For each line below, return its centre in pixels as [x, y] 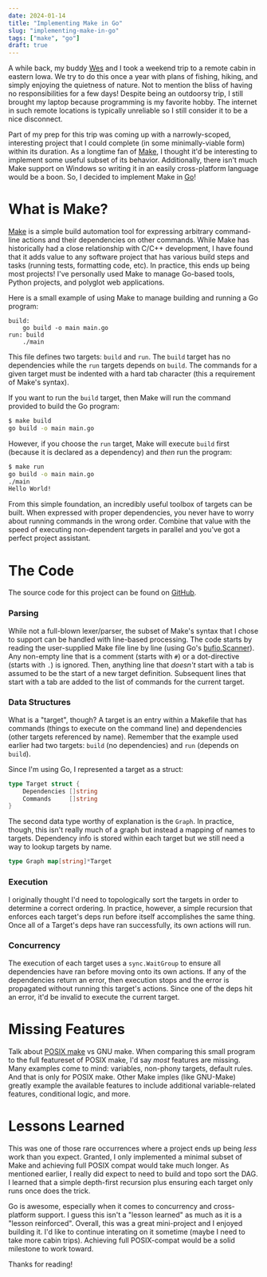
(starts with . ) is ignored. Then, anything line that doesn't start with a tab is [131, 665]
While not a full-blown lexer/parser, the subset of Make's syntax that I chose [133, 631]
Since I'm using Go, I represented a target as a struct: [96, 769]
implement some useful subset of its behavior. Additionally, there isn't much [133, 160]
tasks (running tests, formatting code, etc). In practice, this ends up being [129, 265]
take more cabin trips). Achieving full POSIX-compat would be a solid [122, 1240]
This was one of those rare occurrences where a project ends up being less [133, 1148]
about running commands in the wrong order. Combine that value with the [130, 521]
